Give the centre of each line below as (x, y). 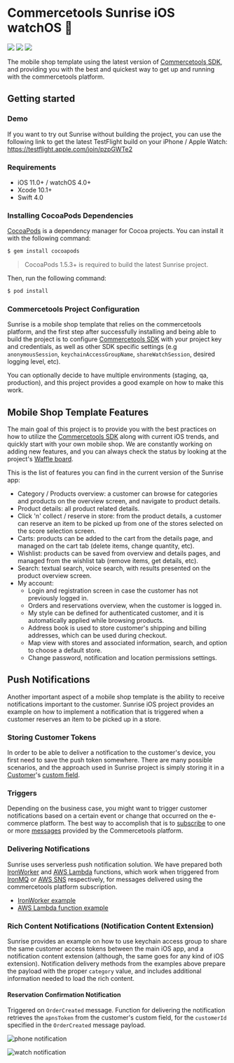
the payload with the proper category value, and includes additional (104, 971)
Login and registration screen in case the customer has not (113, 590)
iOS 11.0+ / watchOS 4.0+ (54, 182)
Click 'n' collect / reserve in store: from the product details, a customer (119, 516)
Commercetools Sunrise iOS (91, 13)
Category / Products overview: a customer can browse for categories (117, 494)
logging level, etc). (34, 362)
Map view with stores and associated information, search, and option (128, 643)
